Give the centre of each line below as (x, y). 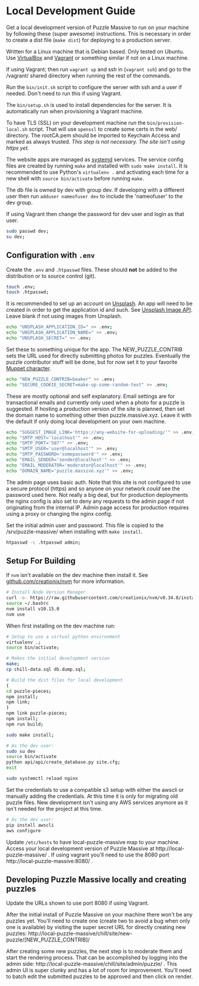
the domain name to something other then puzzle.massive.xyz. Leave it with (99, 415)
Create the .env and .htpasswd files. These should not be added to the (92, 270)
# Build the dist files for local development (65, 680)
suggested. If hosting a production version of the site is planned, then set (95, 408)
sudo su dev (21, 751)
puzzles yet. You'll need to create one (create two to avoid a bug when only (98, 921)
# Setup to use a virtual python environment (63, 636)
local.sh (17, 129)
